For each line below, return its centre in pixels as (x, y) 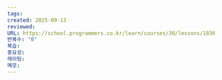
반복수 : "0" (22, 40)
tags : (15, 14)
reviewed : (22, 26)
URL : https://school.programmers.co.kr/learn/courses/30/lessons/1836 (111, 33)
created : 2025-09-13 (37, 20)
